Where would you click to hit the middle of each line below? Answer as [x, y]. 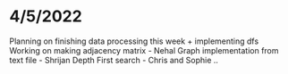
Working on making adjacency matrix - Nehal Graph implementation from [144, 50]
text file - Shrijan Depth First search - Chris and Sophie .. [114, 60]
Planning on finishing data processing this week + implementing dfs [134, 41]
